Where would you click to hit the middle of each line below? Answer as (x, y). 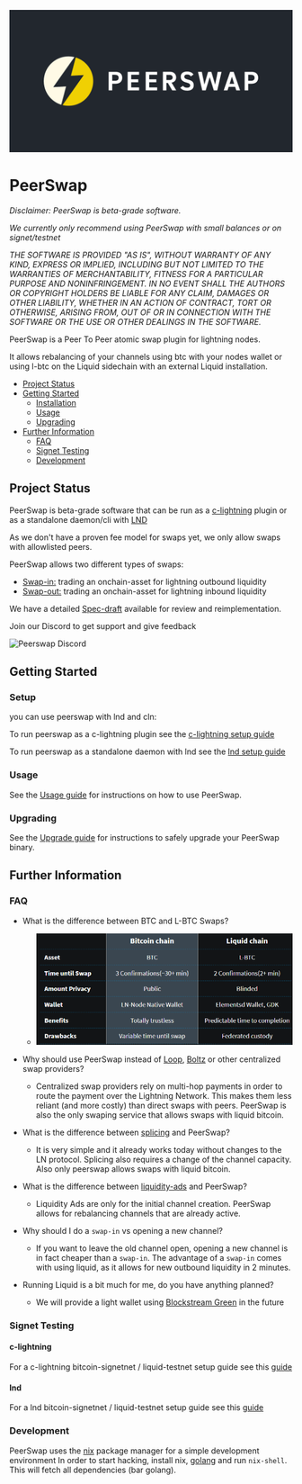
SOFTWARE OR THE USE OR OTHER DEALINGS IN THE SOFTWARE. (135, 321)
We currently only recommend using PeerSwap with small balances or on (146, 228)
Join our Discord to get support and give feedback (103, 625)
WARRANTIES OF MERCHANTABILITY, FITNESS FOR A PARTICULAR (136, 274)
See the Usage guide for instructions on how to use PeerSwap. (126, 795)
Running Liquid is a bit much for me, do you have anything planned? (148, 1284)
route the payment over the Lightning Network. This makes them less (164, 1095)
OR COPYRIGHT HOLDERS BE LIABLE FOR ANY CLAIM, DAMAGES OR (139, 292)
